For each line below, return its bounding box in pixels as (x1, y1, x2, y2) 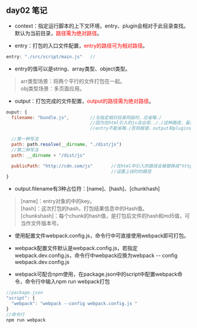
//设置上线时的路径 (111, 168, 151, 174)
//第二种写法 (11, 147, 39, 153)
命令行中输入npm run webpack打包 (25, 278, 110, 285)
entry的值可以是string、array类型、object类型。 (14, 65, 131, 72)
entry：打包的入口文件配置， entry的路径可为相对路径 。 (14, 42, 148, 49)
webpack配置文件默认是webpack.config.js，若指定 (14, 245, 138, 252)
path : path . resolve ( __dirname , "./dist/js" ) (11, 141, 122, 148)
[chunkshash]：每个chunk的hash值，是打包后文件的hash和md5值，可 (20, 212, 190, 219)
